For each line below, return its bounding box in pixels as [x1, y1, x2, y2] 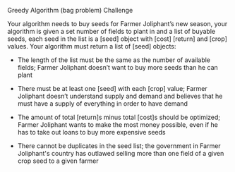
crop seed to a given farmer [17, 156, 99, 165]
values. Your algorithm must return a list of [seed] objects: [7, 42, 176, 50]
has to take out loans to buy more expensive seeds [17, 128, 166, 136]
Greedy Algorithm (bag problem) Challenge [7, 6, 133, 14]
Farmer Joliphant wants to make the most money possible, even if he [17, 121, 219, 129]
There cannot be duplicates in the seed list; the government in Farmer [17, 142, 221, 150]
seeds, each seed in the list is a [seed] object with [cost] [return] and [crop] [7, 35, 227, 43]
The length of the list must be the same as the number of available [17, 56, 210, 64]
